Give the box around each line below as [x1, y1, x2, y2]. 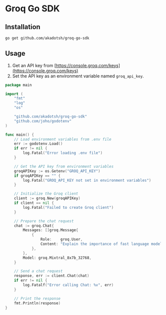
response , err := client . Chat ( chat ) [14, 274, 90, 278]
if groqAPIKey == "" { [14, 173, 61, 178]
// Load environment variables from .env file [14, 137, 112, 142]
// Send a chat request [14, 269, 63, 274]
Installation [5, 23, 41, 31]
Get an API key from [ [12, 62, 56, 68]
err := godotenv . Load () [14, 141, 63, 146]
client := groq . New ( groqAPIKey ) [14, 196, 81, 201]
